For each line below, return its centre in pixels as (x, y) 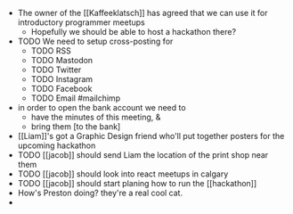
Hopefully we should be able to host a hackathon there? (134, 32)
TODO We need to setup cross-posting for (95, 41)
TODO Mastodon (62, 60)
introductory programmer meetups (81, 22)
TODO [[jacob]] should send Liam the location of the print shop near (143, 155)
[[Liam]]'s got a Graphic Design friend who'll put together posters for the (151, 136)
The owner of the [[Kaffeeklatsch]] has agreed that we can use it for (142, 13)
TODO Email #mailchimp (76, 98)
